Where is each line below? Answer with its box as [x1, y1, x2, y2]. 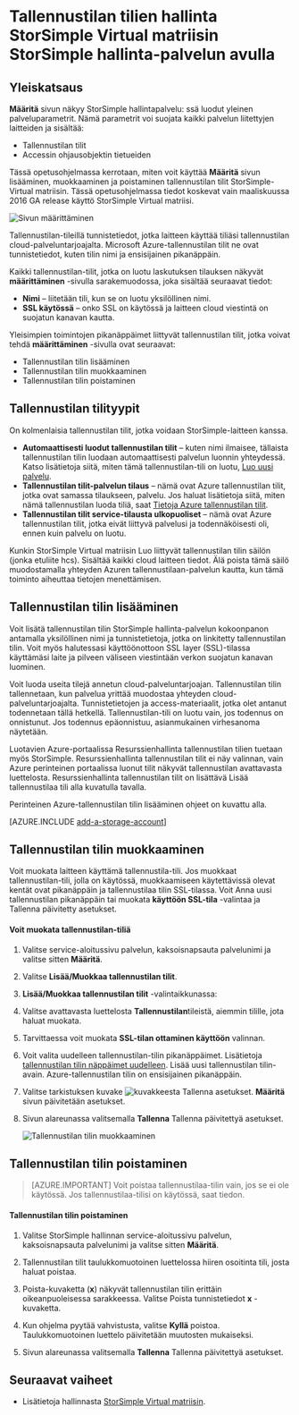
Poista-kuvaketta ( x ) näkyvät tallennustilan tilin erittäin [21, 1284, 222, 1294]
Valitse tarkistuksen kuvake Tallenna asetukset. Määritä [21, 1086, 286, 1097]
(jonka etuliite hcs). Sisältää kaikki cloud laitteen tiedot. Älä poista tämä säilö [9, 555, 290, 565]
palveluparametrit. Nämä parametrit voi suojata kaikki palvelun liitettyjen [9, 114, 275, 123]
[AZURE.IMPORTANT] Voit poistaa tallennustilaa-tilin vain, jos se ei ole [30, 1180, 290, 1190]
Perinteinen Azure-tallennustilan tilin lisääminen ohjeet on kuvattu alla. [9, 799, 268, 809]
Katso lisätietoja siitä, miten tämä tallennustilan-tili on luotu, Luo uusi [21, 461, 274, 471]
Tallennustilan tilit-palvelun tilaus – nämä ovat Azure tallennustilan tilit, [21, 480, 287, 491]
